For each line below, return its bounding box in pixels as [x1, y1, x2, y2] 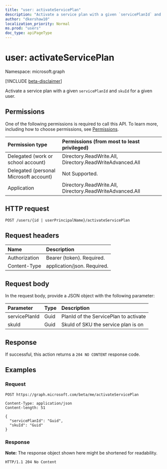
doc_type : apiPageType [5, 30, 52, 35]
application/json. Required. [46, 262, 108, 269]
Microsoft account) [7, 173, 53, 180]
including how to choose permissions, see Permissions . [5, 126, 119, 132]
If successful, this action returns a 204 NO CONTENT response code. [5, 351, 140, 357]
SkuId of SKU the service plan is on [61, 321, 144, 328]
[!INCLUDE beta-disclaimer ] [5, 78, 62, 84]
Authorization [7, 254, 39, 261]
